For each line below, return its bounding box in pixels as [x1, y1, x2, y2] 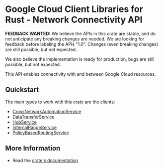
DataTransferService [12, 114, 55, 120]
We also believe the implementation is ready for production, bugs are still [5, 56, 155, 62]
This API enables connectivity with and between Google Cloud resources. [5, 71, 156, 77]
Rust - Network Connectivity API [5, 14, 143, 25]
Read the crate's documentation [12, 157, 79, 163]
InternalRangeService [12, 124, 57, 130]
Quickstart [5, 86, 39, 94]
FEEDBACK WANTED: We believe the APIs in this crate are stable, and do [5, 30, 156, 36]
